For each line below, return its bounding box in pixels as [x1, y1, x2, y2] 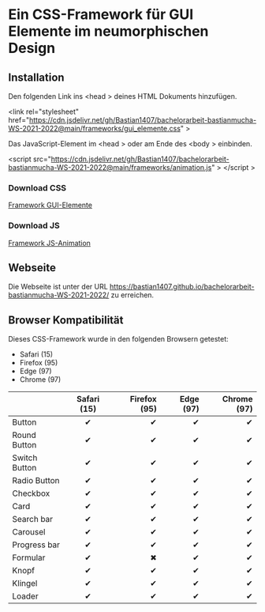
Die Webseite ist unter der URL [8, 282, 108, 292]
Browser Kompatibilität [8, 313, 124, 327]
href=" [8, 115, 30, 124]
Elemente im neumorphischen [8, 22, 209, 40]
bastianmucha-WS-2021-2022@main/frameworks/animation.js [8, 163, 212, 172]
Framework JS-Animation [8, 238, 91, 247]
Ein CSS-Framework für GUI [8, 6, 194, 24]
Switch [12, 452, 38, 463]
